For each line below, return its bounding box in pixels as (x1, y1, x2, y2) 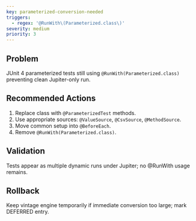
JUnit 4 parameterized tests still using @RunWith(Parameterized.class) (6, 69, 180, 76)
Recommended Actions (6, 93, 96, 104)
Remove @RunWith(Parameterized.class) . (14, 128, 117, 135)
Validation (6, 146, 45, 157)
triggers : (6, 14, 31, 20)
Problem (6, 54, 39, 64)
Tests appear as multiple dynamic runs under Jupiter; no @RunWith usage (6, 162, 191, 169)
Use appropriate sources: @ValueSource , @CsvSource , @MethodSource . (14, 116, 182, 123)
